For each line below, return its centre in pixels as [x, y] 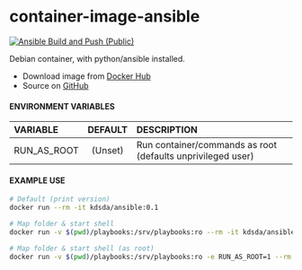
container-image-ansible [105, 17]
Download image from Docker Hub [86, 76]
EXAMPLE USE [37, 180]
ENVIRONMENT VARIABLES [62, 106]
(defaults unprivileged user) [195, 156]
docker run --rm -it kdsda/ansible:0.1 [84, 208]
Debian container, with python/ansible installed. [98, 58]
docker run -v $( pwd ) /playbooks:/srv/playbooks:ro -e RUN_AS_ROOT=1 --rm [151, 257]
